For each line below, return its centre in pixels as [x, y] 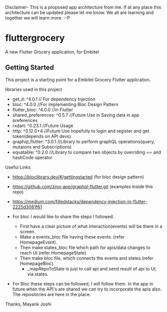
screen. [28, 231]
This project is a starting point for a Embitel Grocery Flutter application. [78, 79]
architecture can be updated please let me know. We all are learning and [79, 12]
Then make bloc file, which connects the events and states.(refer [86, 258]
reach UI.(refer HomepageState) [53, 252]
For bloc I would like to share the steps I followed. [63, 216]
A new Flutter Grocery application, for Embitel [52, 51]
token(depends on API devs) [42, 136]
